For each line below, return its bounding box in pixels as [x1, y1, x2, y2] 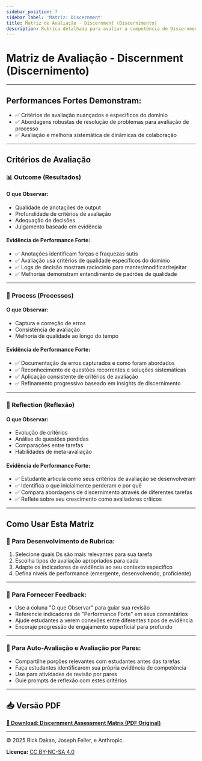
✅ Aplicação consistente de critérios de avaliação [14, 373, 138, 380]
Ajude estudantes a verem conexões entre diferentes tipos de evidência [14, 617, 194, 624]
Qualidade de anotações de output [14, 204, 101, 211]
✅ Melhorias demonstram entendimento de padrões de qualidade [14, 270, 177, 277]
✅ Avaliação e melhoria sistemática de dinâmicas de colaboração [14, 132, 177, 138]
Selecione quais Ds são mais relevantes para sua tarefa [14, 551, 152, 558]
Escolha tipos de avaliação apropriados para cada [14, 557, 139, 564]
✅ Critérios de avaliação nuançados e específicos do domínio [14, 112, 168, 118]
